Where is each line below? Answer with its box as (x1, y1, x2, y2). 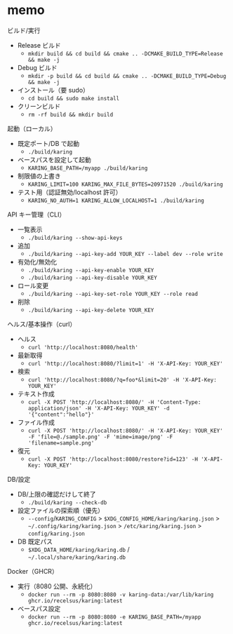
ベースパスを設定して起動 (17, 155, 91, 163)
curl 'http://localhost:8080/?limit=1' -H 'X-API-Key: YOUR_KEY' (27, 360, 223, 367)
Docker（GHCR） (7, 567, 58, 575)
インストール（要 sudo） (17, 86, 90, 94)
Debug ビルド (17, 63, 58, 72)
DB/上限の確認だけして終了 (17, 490, 96, 498)
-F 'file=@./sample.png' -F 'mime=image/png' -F (27, 433, 173, 440)
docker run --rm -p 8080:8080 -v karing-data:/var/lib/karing (27, 591, 214, 598)
